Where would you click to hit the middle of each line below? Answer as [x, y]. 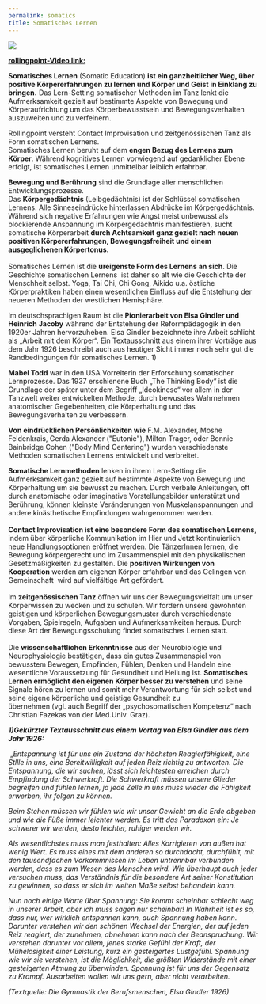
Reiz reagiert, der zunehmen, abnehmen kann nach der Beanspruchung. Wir [133, 934]
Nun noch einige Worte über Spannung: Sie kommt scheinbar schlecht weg [131, 900]
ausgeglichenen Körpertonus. [59, 249]
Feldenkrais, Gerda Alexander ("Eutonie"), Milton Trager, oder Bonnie [121, 438]
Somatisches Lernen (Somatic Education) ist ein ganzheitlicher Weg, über [131, 75]
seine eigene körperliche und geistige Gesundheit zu [94, 698]
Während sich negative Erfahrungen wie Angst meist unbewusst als [118, 215]
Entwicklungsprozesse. [46, 190]
